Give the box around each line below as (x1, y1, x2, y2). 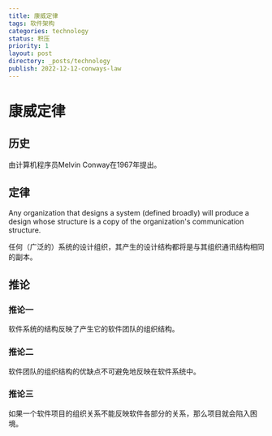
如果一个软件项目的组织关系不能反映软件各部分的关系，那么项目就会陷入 (8, 408, 250, 418)
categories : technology (8, 27, 89, 35)
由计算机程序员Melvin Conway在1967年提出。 (8, 160, 162, 169)
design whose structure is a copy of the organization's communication (8, 216, 244, 226)
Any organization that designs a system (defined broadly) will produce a (8, 207, 249, 217)
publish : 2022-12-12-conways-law (8, 65, 122, 73)
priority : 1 (8, 42, 49, 50)
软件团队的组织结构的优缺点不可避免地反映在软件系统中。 (8, 366, 201, 376)
